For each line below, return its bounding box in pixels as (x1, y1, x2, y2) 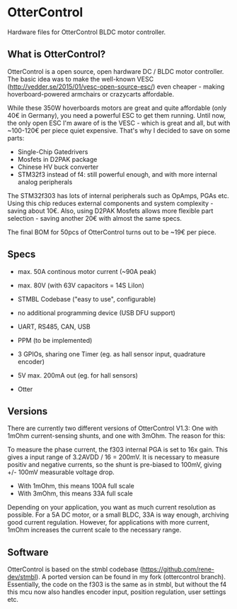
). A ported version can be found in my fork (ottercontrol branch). (35, 573, 226, 581)
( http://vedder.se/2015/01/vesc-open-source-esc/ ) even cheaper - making (7, 82, 225, 91)
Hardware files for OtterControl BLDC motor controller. (7, 28, 166, 36)
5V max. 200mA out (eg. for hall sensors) (17, 371, 138, 380)
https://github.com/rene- (141, 565, 214, 574)
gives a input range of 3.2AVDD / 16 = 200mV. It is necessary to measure (7, 453, 220, 461)
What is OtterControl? (7, 48, 106, 60)
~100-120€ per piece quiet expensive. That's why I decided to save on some (7, 126, 231, 135)
